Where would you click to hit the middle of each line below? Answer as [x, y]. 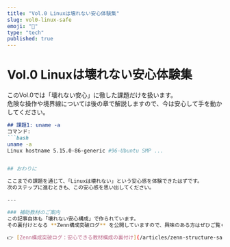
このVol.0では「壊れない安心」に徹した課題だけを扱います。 [92, 95]
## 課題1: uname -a [34, 125]
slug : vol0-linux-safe [39, 20]
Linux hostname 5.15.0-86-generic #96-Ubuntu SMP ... [86, 151]
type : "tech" [26, 32]
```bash [18, 138]
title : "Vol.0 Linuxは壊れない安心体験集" [63, 13]
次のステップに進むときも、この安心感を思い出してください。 [81, 188]
